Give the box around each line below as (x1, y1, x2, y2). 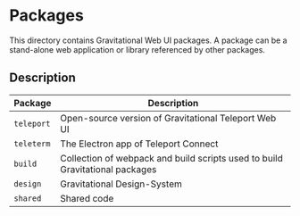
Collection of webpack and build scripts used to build (60, 152, 283, 164)
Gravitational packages (60, 162, 157, 175)
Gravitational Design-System (60, 178, 183, 190)
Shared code (60, 192, 114, 204)
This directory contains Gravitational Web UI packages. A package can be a (9, 35, 287, 46)
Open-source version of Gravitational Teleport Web (60, 112, 277, 124)
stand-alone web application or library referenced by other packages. (9, 44, 266, 54)
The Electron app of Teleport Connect (60, 137, 219, 150)
